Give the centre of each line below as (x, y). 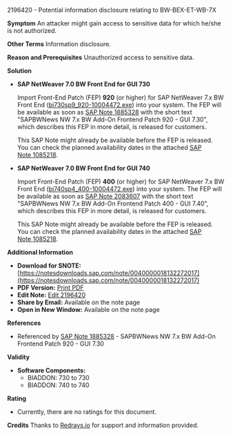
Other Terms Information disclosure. (59, 44)
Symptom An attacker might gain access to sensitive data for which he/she (114, 23)
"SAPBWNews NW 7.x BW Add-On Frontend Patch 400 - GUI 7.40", (113, 204)
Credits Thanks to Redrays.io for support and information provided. (103, 425)
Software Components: (51, 370)
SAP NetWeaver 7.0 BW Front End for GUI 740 (83, 168)
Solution (20, 71)
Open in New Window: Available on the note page (88, 309)
